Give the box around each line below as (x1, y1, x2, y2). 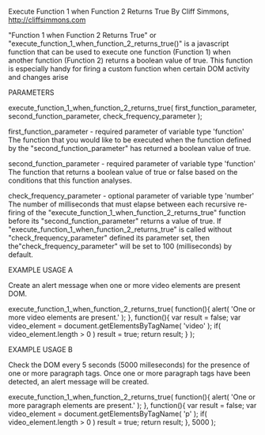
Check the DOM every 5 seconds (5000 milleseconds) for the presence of (8, 360, 251, 369)
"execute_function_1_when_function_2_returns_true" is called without (8, 225, 233, 234)
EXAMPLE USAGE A (8, 265, 74, 274)
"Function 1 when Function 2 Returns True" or (8, 31, 157, 40)
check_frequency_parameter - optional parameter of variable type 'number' (8, 191, 255, 200)
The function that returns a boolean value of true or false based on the (8, 168, 238, 176)
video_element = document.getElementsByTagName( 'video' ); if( (8, 321, 221, 331)
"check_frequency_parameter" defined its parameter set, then (8, 233, 210, 242)
